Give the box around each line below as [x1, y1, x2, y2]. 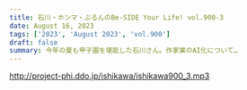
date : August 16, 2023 [9, 21, 94, 30]
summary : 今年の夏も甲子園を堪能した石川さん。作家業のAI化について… [9, 46, 238, 55]
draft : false [9, 37, 58, 47]
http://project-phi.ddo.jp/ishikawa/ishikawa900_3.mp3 [9, 70, 210, 81]
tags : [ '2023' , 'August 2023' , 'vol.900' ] [9, 29, 171, 38]
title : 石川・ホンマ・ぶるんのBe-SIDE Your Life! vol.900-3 [9, 12, 225, 22]
